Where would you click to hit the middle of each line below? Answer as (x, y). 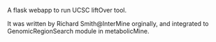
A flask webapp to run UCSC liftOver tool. (67, 10)
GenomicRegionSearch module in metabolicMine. (78, 31)
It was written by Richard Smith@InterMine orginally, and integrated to (108, 23)
